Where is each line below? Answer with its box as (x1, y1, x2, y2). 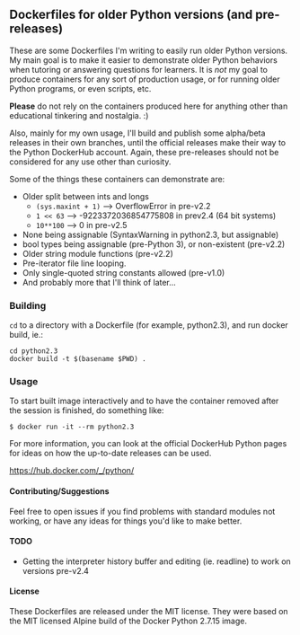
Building (9, 299, 47, 312)
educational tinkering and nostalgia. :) (9, 110, 149, 120)
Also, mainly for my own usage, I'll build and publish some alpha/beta (9, 128, 266, 138)
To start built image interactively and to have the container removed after (9, 395, 279, 407)
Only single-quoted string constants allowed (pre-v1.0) (22, 267, 225, 278)
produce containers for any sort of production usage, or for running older (9, 74, 280, 84)
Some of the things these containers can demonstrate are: (9, 173, 225, 184)
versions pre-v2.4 (22, 565, 90, 576)
